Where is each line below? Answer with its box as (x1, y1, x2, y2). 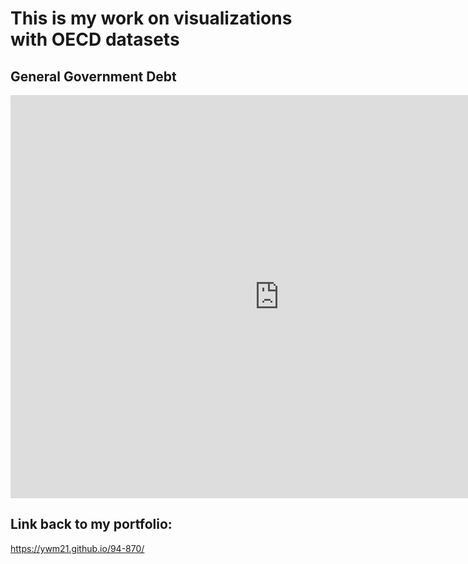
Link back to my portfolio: (10, 516, 173, 533)
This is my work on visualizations (10, 7, 293, 30)
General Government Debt (10, 68, 177, 85)
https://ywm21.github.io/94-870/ (10, 542, 145, 554)
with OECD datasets (10, 28, 180, 51)
